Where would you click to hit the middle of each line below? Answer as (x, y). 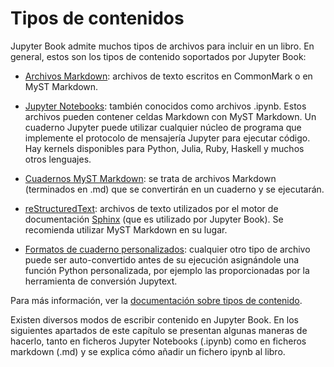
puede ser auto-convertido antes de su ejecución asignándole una (162, 259)
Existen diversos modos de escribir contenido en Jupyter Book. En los (154, 319)
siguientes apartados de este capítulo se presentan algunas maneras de (159, 330)
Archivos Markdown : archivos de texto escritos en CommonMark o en (168, 76)
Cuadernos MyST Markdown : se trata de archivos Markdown (150, 178)
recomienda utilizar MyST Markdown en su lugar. (126, 229)
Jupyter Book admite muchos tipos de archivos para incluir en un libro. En (162, 46)
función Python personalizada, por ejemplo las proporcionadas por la (167, 270)
